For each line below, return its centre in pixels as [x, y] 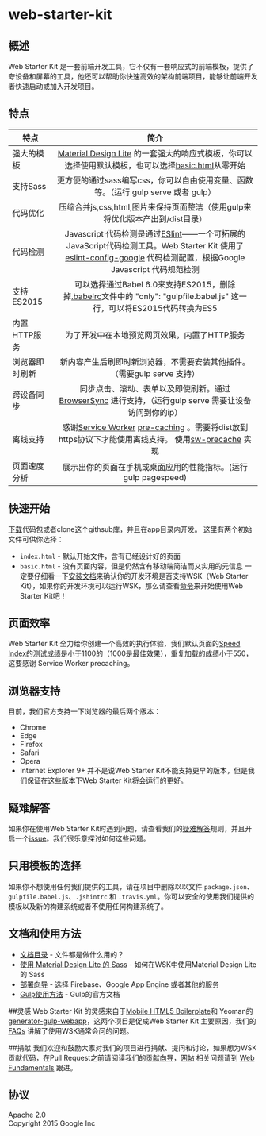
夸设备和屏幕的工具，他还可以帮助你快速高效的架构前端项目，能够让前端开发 [133, 76]
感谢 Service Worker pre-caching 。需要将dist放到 [155, 427]
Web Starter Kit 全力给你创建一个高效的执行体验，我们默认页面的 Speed [124, 644]
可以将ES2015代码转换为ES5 [163, 308]
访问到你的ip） [155, 412]
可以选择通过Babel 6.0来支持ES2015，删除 [155, 284]
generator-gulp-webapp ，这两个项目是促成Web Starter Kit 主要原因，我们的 [132, 1021]
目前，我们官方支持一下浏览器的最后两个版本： [84, 711]
